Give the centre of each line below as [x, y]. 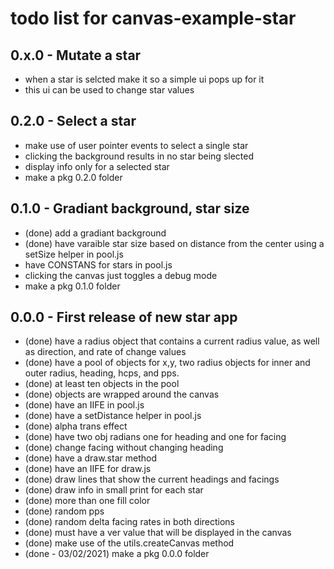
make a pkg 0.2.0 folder [73, 177]
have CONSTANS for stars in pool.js [98, 264]
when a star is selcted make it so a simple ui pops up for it [144, 79]
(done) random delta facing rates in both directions [130, 522]
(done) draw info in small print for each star [114, 490]
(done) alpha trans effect [76, 426]
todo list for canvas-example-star [153, 18]
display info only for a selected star [97, 166]
